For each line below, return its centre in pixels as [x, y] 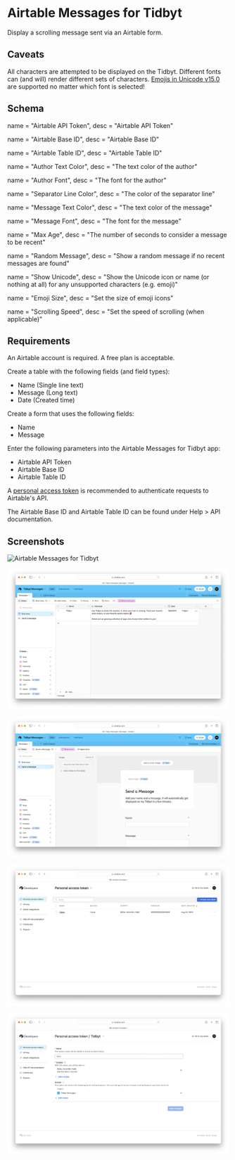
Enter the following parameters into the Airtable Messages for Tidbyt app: [114, 449]
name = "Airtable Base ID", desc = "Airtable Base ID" [83, 139]
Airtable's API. [28, 498]
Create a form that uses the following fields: [71, 414]
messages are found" [38, 263]
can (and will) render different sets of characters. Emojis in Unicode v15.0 [114, 79]
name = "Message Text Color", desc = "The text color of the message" [110, 207]
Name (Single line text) [51, 385]
